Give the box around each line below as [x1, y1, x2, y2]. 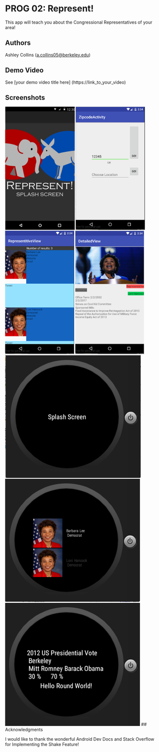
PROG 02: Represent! [5, 3, 94, 14]
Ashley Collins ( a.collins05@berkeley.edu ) [5, 52, 91, 58]
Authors [5, 39, 31, 47]
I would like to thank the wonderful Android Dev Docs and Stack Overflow [5, 736, 155, 742]
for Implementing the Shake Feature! [5, 742, 79, 748]
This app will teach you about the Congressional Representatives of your [5, 19, 153, 25]
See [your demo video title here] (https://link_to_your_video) [5, 79, 127, 85]
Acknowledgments [5, 727, 43, 733]
